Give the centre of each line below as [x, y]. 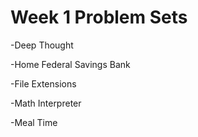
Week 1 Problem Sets [99, 17]
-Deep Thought [42, 45]
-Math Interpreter [46, 103]
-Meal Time [34, 122]
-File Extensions [43, 83]
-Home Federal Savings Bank [70, 64]
